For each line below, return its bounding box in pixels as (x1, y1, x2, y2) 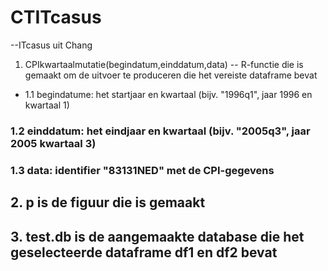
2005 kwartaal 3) (10, 136, 97, 150)
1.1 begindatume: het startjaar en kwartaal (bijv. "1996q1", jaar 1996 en (24, 88, 313, 100)
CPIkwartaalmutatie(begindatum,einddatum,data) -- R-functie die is (24, 58, 304, 70)
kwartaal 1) (24, 99, 70, 111)
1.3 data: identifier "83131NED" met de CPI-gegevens (10, 163, 275, 177)
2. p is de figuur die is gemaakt (10, 194, 206, 211)
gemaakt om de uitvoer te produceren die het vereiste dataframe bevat (24, 69, 318, 81)
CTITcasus (10, 6, 102, 29)
